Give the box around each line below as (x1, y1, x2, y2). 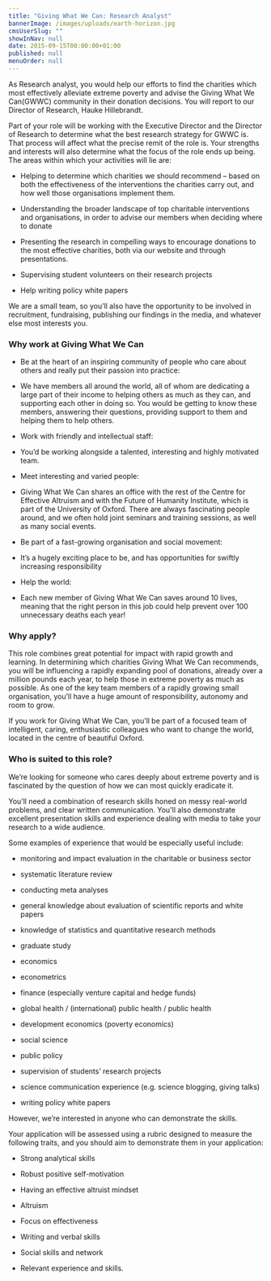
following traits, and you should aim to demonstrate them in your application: (8, 1138, 265, 1147)
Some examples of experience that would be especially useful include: (8, 838, 244, 848)
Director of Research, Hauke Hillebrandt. (8, 105, 144, 114)
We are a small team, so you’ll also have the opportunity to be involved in (8, 301, 252, 310)
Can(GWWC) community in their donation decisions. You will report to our (8, 96, 255, 106)
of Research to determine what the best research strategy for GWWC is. (8, 129, 249, 139)
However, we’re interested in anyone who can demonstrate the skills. (8, 1113, 238, 1123)
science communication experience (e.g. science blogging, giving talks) (19, 1082, 260, 1091)
